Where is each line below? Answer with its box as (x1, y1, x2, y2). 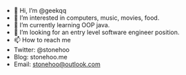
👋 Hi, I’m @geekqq (13, 7, 67, 14)
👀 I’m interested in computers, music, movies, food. (13, 14, 160, 22)
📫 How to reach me (13, 36, 71, 44)
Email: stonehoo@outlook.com (13, 60, 101, 68)
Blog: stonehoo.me (13, 53, 68, 61)
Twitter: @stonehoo (13, 46, 70, 54)
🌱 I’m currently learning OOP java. (13, 21, 110, 29)
